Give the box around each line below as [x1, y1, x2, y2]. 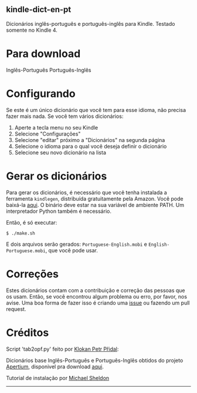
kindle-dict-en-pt [6, 5, 72, 15]
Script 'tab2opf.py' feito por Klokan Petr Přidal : [6, 345, 119, 353]
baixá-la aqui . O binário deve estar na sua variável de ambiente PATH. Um [6, 201, 185, 208]
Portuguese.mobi [6, 248, 46, 254]
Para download [6, 47, 81, 60]
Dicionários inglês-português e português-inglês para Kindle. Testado [6, 20, 175, 27]
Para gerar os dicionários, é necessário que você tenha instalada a [6, 189, 167, 196]
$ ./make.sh [6, 230, 35, 236]
